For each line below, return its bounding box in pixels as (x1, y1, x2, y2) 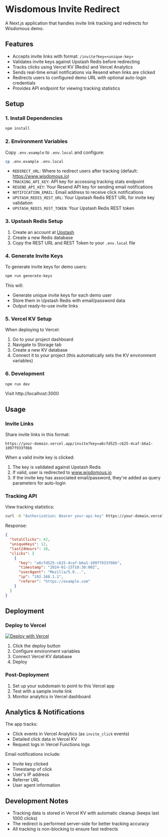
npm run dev (5, 382, 30, 387)
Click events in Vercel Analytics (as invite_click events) (12, 731, 129, 737)
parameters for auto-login (12, 480, 66, 486)
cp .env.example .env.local (5, 159, 64, 164)
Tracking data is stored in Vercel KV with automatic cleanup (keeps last (12, 810, 159, 816)
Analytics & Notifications (5, 708, 85, 716)
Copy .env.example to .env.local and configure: (5, 149, 104, 155)
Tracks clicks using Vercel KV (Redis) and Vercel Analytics (12, 64, 133, 70)
